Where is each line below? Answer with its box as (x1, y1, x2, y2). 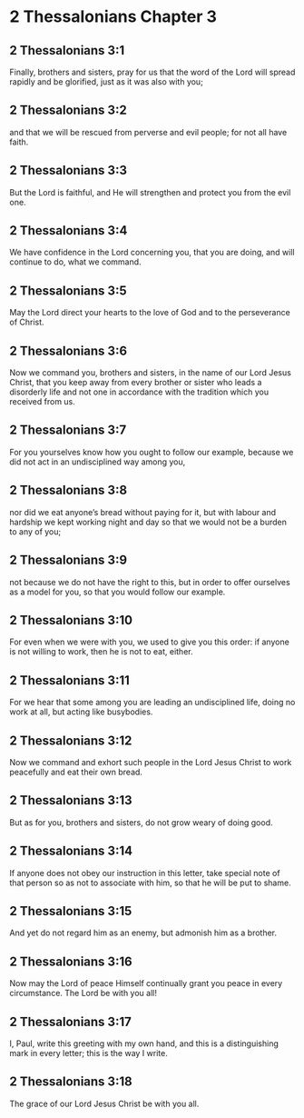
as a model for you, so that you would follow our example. (9, 586, 226, 597)
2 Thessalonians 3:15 (9, 903, 132, 919)
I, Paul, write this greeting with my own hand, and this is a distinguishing (9, 1038, 279, 1049)
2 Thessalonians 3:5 (9, 283, 127, 298)
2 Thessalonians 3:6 (9, 343, 128, 358)
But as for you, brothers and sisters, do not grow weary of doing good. (9, 816, 273, 828)
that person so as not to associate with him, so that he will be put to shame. (9, 877, 292, 888)
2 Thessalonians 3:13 (9, 793, 133, 808)
